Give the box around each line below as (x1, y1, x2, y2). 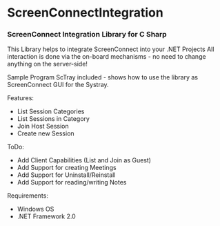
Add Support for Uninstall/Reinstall (17, 171, 116, 179)
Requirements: (7, 191, 48, 200)
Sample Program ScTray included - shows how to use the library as (7, 73, 199, 82)
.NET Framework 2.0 (17, 212, 76, 220)
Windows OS (17, 205, 54, 214)
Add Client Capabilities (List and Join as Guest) (17, 156, 152, 164)
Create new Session (17, 129, 74, 138)
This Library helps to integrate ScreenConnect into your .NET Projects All (7, 45, 214, 53)
